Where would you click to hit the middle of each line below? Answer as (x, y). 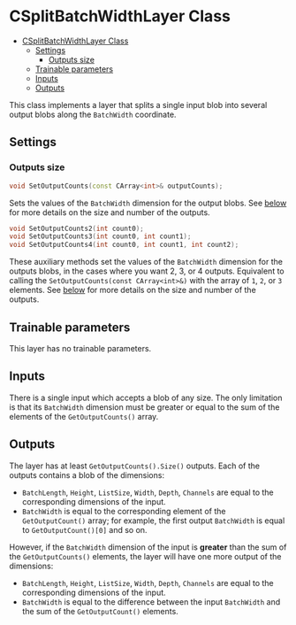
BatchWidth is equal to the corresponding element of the (124, 511)
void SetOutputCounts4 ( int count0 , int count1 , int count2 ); (124, 245)
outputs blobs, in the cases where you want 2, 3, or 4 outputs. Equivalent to (147, 271)
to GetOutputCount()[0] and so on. (84, 529)
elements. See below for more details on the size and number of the (133, 290)
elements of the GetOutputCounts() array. (84, 416)
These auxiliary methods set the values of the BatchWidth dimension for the (146, 262)
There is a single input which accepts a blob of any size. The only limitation (146, 397)
